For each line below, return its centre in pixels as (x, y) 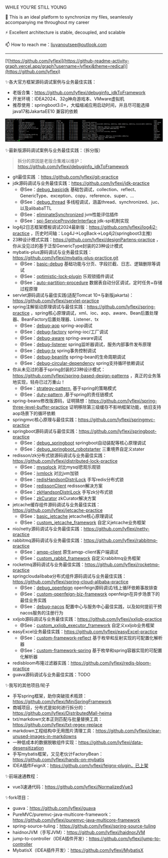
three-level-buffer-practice (40, 407)
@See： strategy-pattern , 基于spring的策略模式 (68, 388)
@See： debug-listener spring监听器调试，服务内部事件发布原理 (85, 344)
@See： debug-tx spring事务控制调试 (58, 351)
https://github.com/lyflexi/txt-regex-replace (57, 725)
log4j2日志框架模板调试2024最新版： (50, 227)
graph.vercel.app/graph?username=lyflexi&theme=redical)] (66, 66)
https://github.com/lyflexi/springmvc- (117, 420)
